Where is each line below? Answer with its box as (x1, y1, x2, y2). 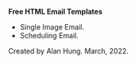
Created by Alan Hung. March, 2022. (8, 46, 129, 55)
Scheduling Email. (19, 31, 79, 40)
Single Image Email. (19, 22, 85, 31)
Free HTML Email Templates (8, 7, 103, 16)
